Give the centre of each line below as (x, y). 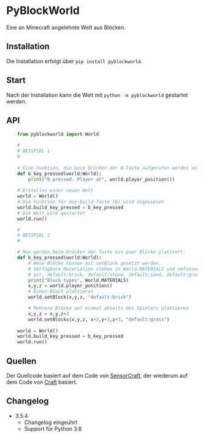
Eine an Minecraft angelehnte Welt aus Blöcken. (66, 27)
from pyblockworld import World (58, 134)
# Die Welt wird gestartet (51, 213)
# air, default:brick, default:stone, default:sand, (96, 275)
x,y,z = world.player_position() (70, 286)
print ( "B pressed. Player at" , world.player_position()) (101, 179)
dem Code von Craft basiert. (42, 382)
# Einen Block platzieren (61, 292)
